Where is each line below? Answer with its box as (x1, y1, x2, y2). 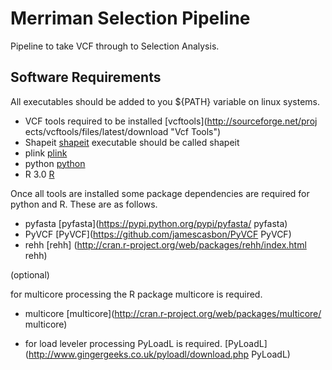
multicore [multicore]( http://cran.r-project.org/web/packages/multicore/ (24, 307, 322, 319)
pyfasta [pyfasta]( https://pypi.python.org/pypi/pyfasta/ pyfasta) (24, 217, 288, 229)
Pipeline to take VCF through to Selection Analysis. (10, 40, 220, 52)
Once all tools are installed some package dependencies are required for (10, 187, 310, 199)
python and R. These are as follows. (10, 198, 158, 210)
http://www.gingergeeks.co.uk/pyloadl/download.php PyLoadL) (28, 348, 291, 360)
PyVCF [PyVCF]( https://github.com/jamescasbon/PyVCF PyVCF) (24, 228, 292, 240)
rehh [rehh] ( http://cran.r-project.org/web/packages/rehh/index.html (24, 238, 307, 251)
